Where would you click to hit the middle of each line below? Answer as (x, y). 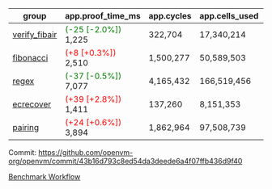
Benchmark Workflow (45, 176)
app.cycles (170, 16)
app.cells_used (229, 16)
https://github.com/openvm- (86, 152)
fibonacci (30, 58)
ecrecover (32, 104)
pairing (26, 127)
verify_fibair (35, 34)
